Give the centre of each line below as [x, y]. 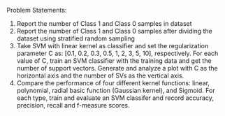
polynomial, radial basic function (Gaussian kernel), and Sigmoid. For [116, 90]
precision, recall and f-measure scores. [73, 105]
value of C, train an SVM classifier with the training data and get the [114, 61]
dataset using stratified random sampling [76, 38]
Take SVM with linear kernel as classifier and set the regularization [112, 46]
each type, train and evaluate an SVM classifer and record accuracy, [115, 98]
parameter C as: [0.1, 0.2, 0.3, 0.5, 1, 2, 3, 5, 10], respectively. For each [117, 53]
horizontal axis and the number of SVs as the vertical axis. [100, 75]
